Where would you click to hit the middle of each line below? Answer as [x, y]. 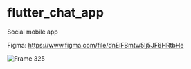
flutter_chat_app [55, 13]
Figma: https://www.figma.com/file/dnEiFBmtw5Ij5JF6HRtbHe [95, 45]
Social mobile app [33, 32]
